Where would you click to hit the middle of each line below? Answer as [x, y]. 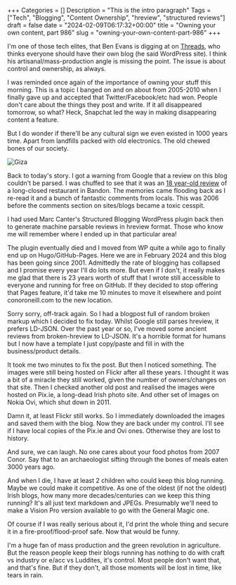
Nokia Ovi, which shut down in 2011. [59, 402]
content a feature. [33, 120]
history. [18, 438]
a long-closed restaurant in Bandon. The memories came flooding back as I [117, 190]
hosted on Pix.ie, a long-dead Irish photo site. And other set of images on [113, 395]
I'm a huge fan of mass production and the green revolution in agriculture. [114, 545]
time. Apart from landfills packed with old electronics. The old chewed [109, 141]
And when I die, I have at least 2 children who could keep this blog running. [116, 480]
